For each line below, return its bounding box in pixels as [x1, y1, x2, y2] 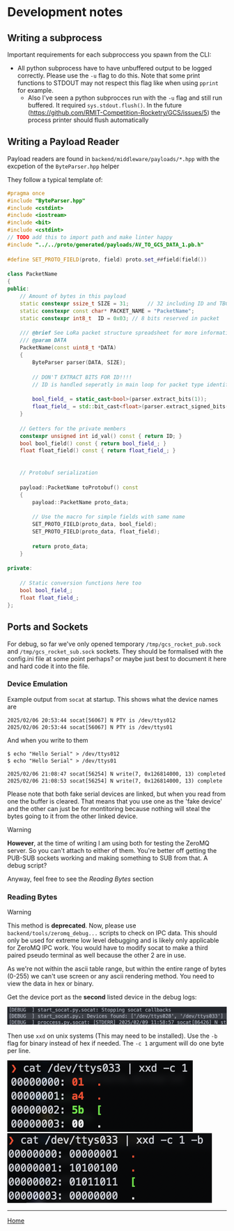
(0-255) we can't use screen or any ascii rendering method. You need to [7, 972, 214, 981]
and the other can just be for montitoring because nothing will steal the [7, 804, 211, 813]
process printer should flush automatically [27, 116, 149, 124]
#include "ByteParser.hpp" [7, 197, 86, 204]
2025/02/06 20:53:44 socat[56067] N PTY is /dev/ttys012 [7, 716, 176, 724]
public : [7, 285, 30, 293]
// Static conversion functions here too [19, 580, 141, 587]
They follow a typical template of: [7, 175, 103, 183]
